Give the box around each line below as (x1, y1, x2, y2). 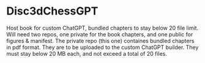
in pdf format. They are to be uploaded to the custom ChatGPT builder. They (6, 44, 199, 51)
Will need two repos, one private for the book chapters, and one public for (6, 30, 193, 38)
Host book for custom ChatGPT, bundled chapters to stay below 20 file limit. (6, 24, 199, 31)
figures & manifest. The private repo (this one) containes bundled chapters (6, 37, 195, 44)
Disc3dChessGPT (6, 4, 99, 18)
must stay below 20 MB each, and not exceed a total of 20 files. (6, 50, 167, 57)
